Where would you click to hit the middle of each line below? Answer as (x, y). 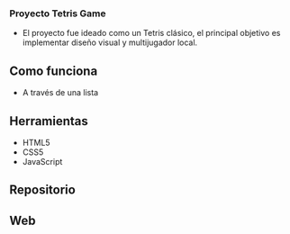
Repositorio (43, 190)
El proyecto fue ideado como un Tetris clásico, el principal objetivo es (151, 33)
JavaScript (42, 161)
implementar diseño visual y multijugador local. (110, 42)
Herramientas (49, 121)
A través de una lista (60, 93)
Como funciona (54, 71)
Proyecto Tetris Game (58, 13)
